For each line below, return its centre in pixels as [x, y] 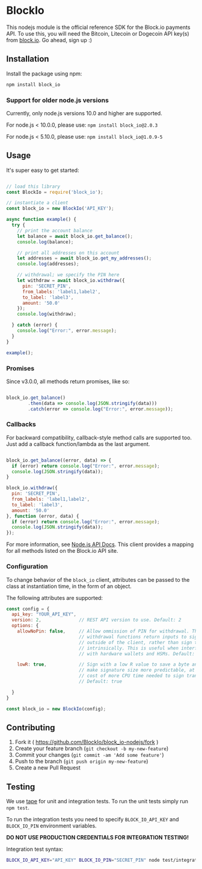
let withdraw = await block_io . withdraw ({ [71, 281]
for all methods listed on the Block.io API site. [62, 551]
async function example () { [41, 220]
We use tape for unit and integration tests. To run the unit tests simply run [97, 801]
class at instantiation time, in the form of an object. [69, 586]
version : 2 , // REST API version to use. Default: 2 [96, 620]
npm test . [18, 808]
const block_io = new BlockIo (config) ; [56, 709]
